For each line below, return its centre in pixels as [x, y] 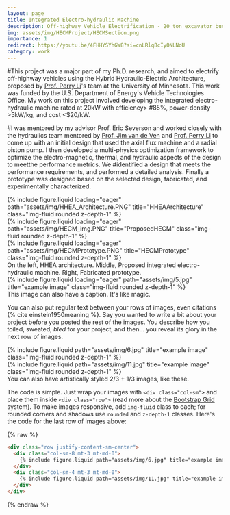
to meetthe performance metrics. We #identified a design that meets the [109, 164]
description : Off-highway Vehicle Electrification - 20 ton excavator [110, 26]
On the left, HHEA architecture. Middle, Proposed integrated [91, 265]
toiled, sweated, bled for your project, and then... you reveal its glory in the [112, 329]
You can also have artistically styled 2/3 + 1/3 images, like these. [98, 379]
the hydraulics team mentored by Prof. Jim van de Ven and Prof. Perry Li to [113, 135]
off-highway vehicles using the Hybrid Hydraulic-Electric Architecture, [106, 78]
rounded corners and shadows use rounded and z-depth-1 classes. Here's [111, 414]
